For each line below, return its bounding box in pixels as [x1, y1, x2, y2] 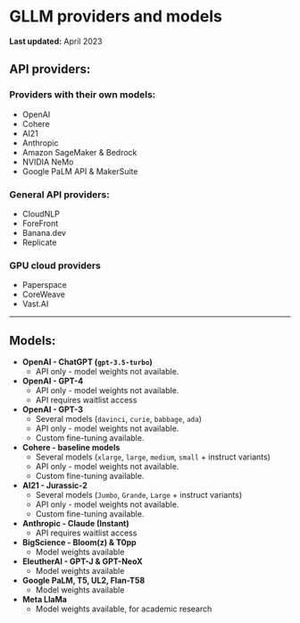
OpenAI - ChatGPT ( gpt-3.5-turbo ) [21, 357, 154, 367]
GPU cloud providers [9, 259, 101, 272]
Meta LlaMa [21, 594, 67, 605]
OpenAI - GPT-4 [21, 375, 84, 386]
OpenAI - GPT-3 [21, 404, 83, 415]
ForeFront [21, 217, 59, 229]
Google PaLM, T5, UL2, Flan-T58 [21, 575, 146, 586]
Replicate [21, 237, 57, 248]
